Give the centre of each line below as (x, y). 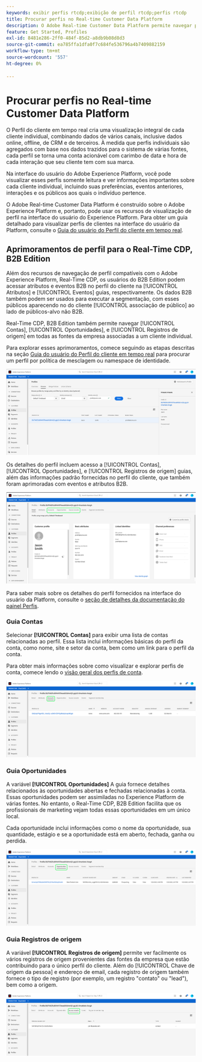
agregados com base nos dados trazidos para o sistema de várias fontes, (97, 149)
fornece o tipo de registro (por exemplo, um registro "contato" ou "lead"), (97, 978)
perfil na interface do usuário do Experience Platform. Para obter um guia (97, 218)
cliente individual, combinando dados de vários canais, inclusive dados (94, 136)
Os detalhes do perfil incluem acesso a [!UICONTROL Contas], (84, 465)
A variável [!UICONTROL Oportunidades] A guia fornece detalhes (88, 784)
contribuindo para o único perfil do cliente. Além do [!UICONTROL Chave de (100, 966)
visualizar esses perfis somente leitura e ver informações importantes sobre (100, 180)
